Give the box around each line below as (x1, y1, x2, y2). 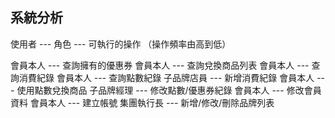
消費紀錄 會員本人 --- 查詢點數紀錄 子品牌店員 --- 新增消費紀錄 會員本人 (18, 71, 315, 83)
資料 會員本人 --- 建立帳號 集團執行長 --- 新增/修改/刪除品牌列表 (10, 96, 275, 108)
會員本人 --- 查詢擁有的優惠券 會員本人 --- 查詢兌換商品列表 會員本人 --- (10, 59, 310, 71)
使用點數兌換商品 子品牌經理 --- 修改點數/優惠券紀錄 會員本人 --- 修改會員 (16, 84, 322, 96)
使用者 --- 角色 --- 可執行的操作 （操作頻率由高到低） (10, 38, 232, 50)
